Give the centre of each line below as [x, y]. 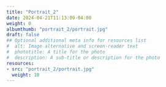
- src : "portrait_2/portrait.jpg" [51, 69]
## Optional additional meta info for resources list [77, 40]
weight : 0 [19, 23]
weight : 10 [26, 75]
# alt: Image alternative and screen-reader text [72, 47]
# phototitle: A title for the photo [56, 52]
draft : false [23, 35]
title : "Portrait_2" [33, 12]
